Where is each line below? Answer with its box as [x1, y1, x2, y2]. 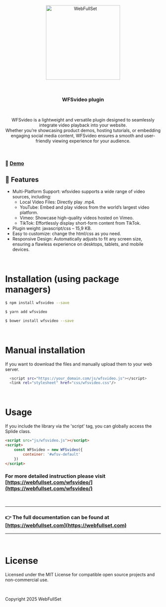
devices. [12, 246, 30, 252]
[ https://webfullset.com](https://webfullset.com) [5, 522, 127, 529]
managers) [5, 284, 51, 295]
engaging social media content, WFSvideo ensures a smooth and [10, 133, 143, 139]
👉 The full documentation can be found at [5, 514, 110, 521]
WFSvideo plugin [62, 96, 104, 103]
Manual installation [5, 345, 85, 356]
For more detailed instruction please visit [5, 473, 106, 480]
